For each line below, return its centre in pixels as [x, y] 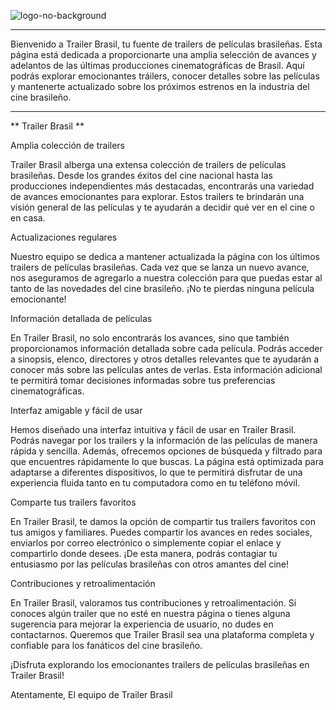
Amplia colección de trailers [67, 145]
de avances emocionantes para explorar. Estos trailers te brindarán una [157, 196]
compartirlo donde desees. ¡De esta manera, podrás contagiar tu [144, 553]
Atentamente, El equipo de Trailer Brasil [91, 694]
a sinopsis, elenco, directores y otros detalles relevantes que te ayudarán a [165, 359]
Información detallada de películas [81, 318]
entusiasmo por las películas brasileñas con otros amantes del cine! [149, 564]
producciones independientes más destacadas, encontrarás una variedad [162, 186]
